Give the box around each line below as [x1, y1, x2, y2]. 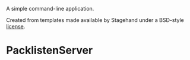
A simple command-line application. [6, 5, 94, 12]
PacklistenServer [6, 44, 93, 57]
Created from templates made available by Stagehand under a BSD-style [6, 17, 184, 23]
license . [6, 23, 26, 30]
